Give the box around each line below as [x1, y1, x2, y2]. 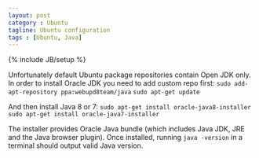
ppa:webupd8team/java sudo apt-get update [60, 88, 200, 97]
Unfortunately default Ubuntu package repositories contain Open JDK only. [8, 70, 251, 79]
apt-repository [8, 88, 58, 97]
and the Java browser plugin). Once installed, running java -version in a [8, 133, 243, 142]
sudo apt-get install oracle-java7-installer [8, 111, 159, 119]
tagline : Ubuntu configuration [8, 26, 111, 34]
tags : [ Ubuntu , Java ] [8, 33, 82, 42]
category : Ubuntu [8, 19, 68, 27]
